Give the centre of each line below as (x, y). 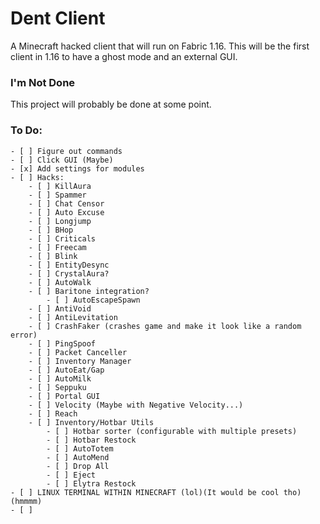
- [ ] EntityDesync (69, 265)
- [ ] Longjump (60, 221)
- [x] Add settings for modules (77, 168)
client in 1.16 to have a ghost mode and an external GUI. (124, 56)
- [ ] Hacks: (37, 177)
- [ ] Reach (53, 413)
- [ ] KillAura (60, 186)
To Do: (26, 130)
